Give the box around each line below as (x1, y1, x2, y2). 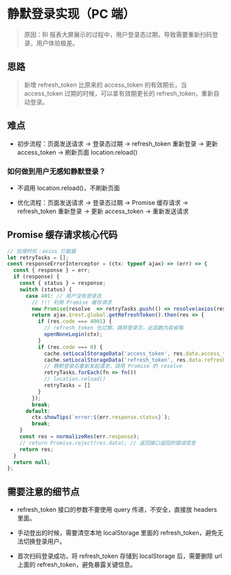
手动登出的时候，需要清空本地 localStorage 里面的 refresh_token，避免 (16, 529, 218, 537)
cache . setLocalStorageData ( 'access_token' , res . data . (43, 350, 201, 357)
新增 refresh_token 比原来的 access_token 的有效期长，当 (23, 80, 187, 89)
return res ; (19, 446, 54, 453)
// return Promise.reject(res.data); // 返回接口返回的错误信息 (19, 440, 196, 446)
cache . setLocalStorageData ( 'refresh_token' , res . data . (43, 356, 205, 363)
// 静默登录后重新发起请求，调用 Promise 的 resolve (43, 362, 183, 370)
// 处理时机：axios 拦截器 (7, 248, 76, 254)
